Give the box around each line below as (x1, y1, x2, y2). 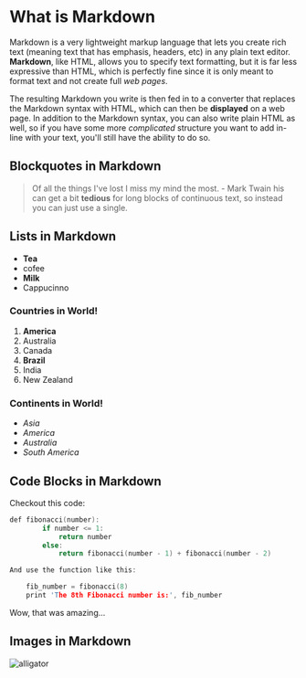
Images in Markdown (9, 633, 132, 650)
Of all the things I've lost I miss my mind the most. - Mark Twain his (31, 183, 285, 194)
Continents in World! (9, 397, 103, 409)
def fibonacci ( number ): (9, 514, 100, 524)
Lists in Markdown (9, 228, 117, 244)
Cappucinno (22, 281, 69, 293)
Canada (22, 344, 53, 355)
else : (42, 541, 64, 550)
